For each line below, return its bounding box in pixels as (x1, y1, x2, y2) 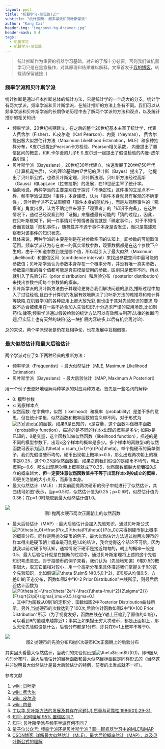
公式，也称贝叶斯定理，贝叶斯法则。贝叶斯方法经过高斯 (33, 174, 146, 180)
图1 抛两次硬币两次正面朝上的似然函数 (44, 510, 121, 516)
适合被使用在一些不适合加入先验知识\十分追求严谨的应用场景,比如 (21, 304, 153, 310)
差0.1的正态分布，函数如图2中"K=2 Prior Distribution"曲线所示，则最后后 (12, 576, 159, 582)
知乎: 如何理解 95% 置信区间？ (12, 714, 75, 720)
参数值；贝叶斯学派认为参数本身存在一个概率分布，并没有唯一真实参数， (12, 261, 159, 266)
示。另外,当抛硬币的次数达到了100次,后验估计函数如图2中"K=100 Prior (12, 605, 154, 611)
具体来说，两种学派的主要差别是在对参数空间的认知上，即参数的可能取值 (12, 236, 159, 242)
